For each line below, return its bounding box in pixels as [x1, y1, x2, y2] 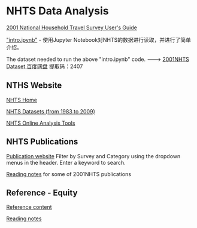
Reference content [6, 204, 52, 211]
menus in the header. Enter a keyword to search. [6, 159, 126, 166]
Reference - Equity [6, 187, 78, 198]
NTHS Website [6, 81, 62, 91]
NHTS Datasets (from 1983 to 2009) [6, 107, 96, 115]
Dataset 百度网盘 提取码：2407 [6, 63, 83, 70]
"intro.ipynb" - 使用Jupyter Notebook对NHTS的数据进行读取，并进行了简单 [6, 36, 192, 43]
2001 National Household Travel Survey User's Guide [6, 24, 138, 31]
